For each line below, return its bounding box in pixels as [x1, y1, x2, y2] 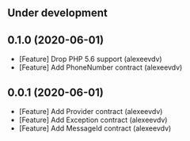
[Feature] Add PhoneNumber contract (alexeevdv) [18, 63, 183, 72]
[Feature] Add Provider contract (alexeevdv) [18, 107, 163, 116]
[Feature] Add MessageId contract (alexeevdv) [18, 124, 172, 133]
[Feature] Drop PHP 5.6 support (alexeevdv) [18, 55, 163, 64]
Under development [7, 6, 108, 20]
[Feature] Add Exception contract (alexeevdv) [18, 115, 168, 125]
